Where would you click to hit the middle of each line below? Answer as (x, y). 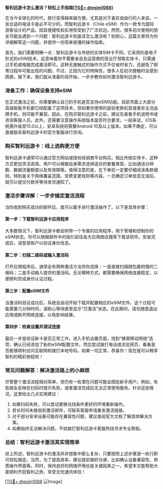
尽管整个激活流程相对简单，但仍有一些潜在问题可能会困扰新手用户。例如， (79, 382)
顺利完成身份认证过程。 (33, 279)
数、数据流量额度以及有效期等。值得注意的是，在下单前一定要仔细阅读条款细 (81, 170)
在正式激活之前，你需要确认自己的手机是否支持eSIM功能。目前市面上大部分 (80, 102)
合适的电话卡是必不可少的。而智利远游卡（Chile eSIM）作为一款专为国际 (81, 24)
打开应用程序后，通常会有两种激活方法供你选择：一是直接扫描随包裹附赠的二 (81, 267)
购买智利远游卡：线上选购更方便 (42, 146)
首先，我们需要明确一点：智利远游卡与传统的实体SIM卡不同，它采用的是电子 (81, 52)
